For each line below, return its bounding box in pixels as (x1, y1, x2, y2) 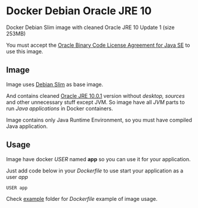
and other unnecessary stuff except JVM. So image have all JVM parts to (6, 98, 185, 105)
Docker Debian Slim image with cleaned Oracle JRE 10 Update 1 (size (6, 24, 175, 31)
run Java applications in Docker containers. (6, 105, 113, 112)
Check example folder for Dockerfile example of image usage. (6, 195, 158, 202)
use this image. (6, 47, 43, 55)
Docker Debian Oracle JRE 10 (6, 4, 152, 18)
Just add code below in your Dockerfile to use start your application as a (6, 167, 184, 174)
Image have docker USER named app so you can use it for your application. (6, 155, 191, 162)
